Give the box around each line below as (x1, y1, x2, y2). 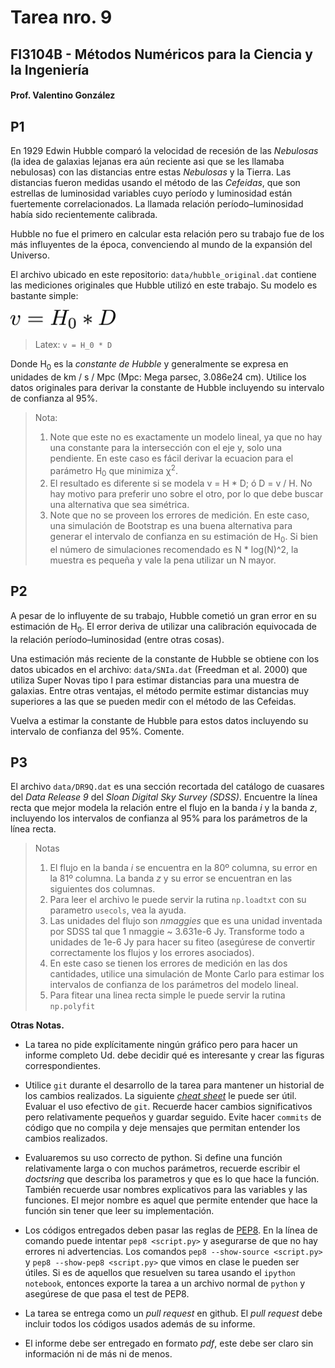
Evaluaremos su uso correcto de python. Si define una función (24, 1152, 283, 1164)
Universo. (10, 249, 50, 261)
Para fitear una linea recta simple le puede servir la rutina (49, 989, 286, 1001)
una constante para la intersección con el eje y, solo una (49, 441, 283, 453)
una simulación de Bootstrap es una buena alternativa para (49, 520, 293, 532)
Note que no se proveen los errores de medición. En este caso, (49, 509, 310, 521)
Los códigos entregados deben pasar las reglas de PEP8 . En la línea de (24, 1224, 318, 1236)
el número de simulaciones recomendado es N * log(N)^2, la (49, 544, 299, 556)
